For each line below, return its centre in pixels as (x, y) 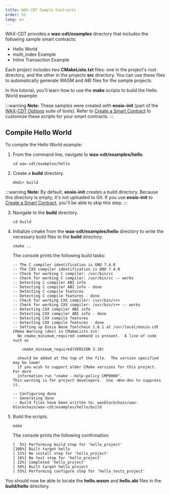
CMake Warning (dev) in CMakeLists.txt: (56, 332)
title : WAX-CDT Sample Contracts (41, 10)
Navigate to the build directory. (45, 213)
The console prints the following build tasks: (59, 256)
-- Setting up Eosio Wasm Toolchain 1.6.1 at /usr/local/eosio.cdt (86, 327)
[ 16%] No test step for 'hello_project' (57, 458)
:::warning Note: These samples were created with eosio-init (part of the (82, 106)
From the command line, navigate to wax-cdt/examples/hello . (78, 155)
